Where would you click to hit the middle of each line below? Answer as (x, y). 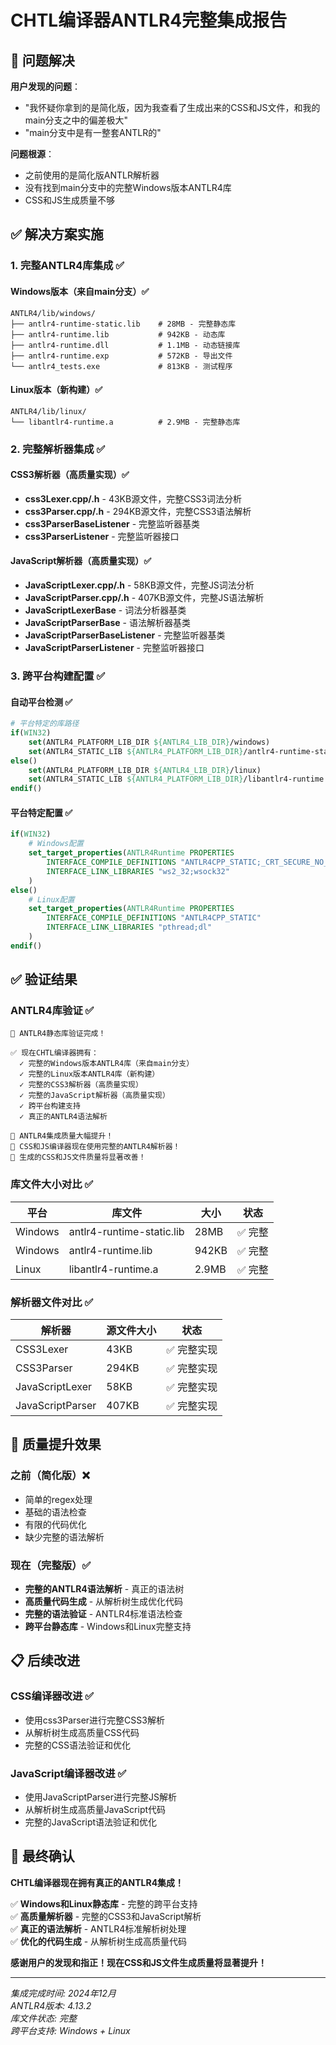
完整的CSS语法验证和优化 (77, 1745)
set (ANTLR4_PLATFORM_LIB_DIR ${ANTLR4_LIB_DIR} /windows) (149, 742)
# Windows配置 (56, 844)
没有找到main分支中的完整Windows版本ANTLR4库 (128, 187)
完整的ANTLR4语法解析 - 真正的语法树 (104, 1589)
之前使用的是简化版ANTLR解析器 (92, 175)
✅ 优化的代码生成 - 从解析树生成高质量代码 (99, 1941)
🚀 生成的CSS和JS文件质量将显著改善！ (78, 1157)
